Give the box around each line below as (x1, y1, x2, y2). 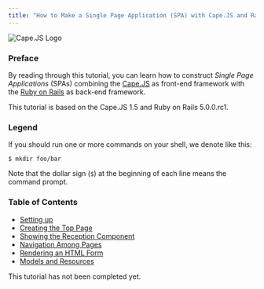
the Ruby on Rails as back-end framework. (8, 87, 146, 97)
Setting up (19, 214, 53, 224)
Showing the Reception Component (19, 231, 135, 240)
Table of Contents (8, 197, 79, 208)
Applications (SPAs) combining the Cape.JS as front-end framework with (8, 79, 245, 88)
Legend (8, 122, 38, 133)
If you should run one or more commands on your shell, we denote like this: (8, 140, 253, 149)
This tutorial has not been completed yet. (8, 272, 141, 281)
